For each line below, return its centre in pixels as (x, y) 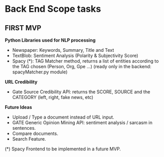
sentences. (24, 128)
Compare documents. (35, 133)
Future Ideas (18, 107)
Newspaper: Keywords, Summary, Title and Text (63, 50)
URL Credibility (21, 82)
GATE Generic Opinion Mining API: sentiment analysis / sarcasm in (82, 123)
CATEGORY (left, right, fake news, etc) (53, 97)
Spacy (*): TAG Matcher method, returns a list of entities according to (86, 61)
